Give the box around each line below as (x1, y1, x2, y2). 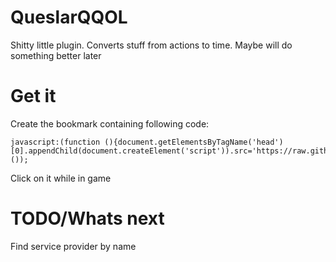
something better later (10, 49, 102, 61)
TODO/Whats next (10, 207, 165, 230)
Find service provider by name (10, 240, 137, 252)
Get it (10, 85, 57, 108)
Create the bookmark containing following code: (10, 117, 210, 130)
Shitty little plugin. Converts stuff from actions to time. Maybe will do (10, 39, 293, 51)
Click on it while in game (10, 172, 112, 184)
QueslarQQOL (10, 6, 128, 29)
